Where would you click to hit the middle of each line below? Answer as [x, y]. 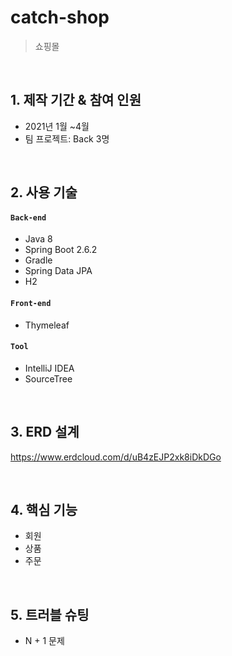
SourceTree [48, 378]
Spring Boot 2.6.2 [61, 250]
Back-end [28, 217]
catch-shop [60, 17]
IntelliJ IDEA [49, 368]
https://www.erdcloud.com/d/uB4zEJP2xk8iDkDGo [116, 457]
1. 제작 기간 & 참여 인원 [76, 100]
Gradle [38, 260]
